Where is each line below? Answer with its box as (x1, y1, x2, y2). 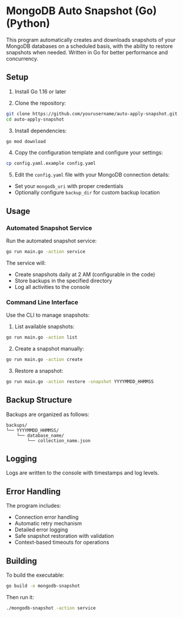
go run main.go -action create (6, 356, 83, 362)
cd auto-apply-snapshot (6, 116, 65, 122)
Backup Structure (6, 395, 72, 405)
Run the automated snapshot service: (6, 237, 97, 244)
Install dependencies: (14, 127, 67, 134)
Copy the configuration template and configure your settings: (14, 149, 164, 156)
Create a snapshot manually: (14, 345, 84, 352)
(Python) (6, 17, 50, 30)
